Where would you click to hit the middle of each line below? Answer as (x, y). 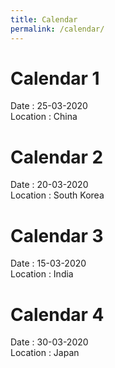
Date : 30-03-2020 (49, 342)
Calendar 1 (55, 78)
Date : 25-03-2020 (49, 106)
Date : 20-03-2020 (49, 185)
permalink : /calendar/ (57, 29)
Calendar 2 (57, 157)
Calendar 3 (57, 235)
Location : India (42, 274)
